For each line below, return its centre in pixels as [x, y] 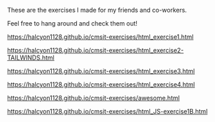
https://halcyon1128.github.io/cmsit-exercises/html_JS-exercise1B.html [107, 111]
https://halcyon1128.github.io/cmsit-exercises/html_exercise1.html [100, 37]
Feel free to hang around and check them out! [73, 23]
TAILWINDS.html [31, 58]
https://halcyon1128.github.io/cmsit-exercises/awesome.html [93, 98]
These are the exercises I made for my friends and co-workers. [97, 10]
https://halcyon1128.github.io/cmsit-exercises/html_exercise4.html [101, 85]
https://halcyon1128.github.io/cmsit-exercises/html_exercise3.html [101, 71]
